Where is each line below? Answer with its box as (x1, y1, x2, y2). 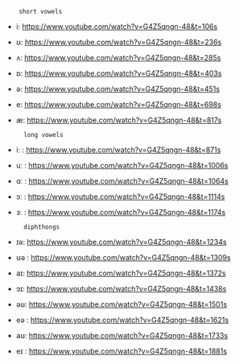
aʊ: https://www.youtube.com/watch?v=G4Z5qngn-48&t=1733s (15, 331, 229, 340)
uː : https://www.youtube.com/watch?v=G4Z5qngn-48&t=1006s (15, 161, 229, 170)
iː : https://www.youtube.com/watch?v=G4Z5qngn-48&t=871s (15, 145, 221, 155)
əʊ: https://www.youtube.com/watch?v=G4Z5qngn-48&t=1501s (15, 300, 228, 309)
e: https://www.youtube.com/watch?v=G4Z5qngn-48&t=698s (15, 100, 221, 109)
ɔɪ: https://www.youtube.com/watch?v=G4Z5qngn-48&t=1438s (15, 284, 227, 293)
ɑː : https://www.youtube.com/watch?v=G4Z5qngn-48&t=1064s (15, 176, 229, 185)
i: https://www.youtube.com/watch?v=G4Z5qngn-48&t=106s (15, 22, 218, 31)
